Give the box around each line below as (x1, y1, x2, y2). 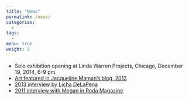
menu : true (6, 41, 33, 47)
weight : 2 (6, 47, 30, 52)
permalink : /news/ (6, 14, 51, 20)
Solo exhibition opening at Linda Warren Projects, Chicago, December (14, 62, 183, 69)
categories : (6, 19, 35, 25)
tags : (6, 30, 19, 36)
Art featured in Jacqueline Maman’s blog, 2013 (14, 74, 127, 81)
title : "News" (6, 8, 41, 15)
